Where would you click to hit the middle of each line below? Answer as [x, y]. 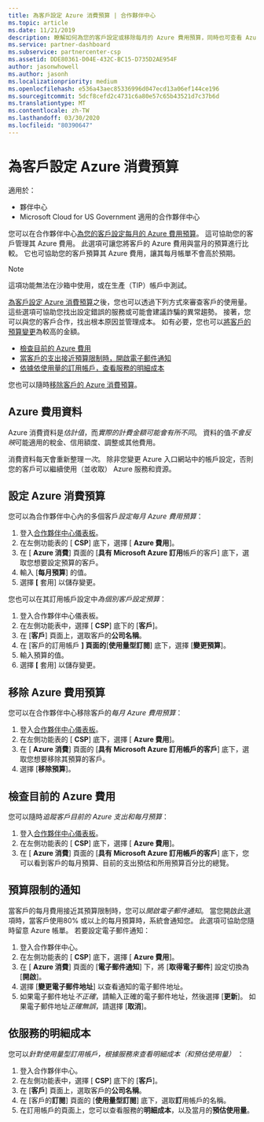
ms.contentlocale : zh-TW [49, 111]
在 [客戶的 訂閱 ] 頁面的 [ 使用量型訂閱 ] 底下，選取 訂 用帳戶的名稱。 [125, 1100]
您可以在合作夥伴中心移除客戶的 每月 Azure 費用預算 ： [95, 713]
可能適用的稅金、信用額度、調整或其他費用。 [87, 442]
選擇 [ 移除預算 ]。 [47, 769]
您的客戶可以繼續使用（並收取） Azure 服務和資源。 [92, 469]
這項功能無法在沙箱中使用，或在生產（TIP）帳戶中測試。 [99, 285]
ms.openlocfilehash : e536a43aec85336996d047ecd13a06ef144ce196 [114, 89]
